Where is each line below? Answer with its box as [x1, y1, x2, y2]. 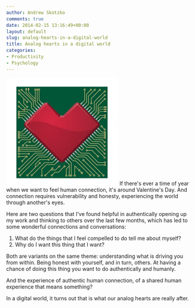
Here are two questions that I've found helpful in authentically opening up [6, 210, 187, 217]
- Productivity [6, 54, 44, 60]
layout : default [6, 29, 47, 35]
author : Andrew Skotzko [6, 10, 66, 16]
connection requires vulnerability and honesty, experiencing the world [6, 192, 179, 199]
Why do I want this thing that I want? [14, 241, 105, 248]
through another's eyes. [6, 199, 65, 206]
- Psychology [6, 60, 39, 66]
